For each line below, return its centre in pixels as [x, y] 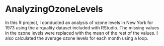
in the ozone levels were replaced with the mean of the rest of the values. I [82, 33]
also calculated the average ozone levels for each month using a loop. [77, 38]
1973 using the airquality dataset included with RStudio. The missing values [82, 27]
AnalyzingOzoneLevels [54, 9]
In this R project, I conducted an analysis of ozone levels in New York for [79, 23]
